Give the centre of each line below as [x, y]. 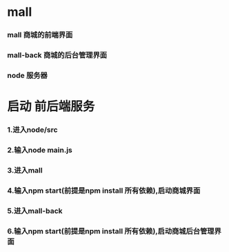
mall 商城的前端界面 [40, 35]
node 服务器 [28, 75]
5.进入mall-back [35, 211]
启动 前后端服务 [51, 107]
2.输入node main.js [40, 150]
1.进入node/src [32, 130]
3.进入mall [25, 170]
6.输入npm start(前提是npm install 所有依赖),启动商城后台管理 [111, 231]
